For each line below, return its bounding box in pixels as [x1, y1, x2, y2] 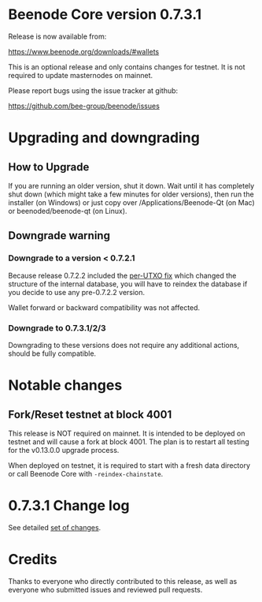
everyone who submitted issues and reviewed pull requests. [8, 585, 203, 594]
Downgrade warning [8, 229, 110, 242]
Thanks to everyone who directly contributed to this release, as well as [8, 576, 238, 585]
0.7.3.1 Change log [8, 497, 130, 514]
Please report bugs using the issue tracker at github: [8, 85, 179, 95]
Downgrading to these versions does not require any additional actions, [8, 340, 240, 350]
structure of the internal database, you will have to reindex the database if [8, 279, 248, 289]
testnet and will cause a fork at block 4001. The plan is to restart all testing [8, 436, 249, 447]
